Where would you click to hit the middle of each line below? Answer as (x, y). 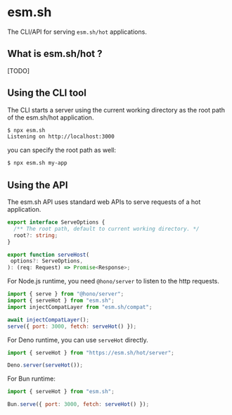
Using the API (38, 185)
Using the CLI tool (47, 93)
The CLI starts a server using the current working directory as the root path (116, 110)
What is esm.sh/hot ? (55, 54)
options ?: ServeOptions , (46, 261)
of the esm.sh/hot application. (51, 117)
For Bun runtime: (32, 379)
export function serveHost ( (49, 255)
